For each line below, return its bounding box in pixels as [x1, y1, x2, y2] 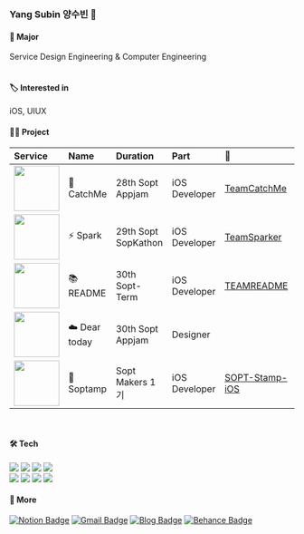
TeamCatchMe [224, 181, 288, 194]
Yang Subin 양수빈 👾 [9, 7, 97, 20]
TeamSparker [224, 230, 282, 243]
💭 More [9, 494, 37, 505]
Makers [116, 375, 147, 388]
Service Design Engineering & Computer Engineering [9, 52, 207, 63]
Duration [116, 150, 155, 162]
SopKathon [116, 236, 164, 248]
